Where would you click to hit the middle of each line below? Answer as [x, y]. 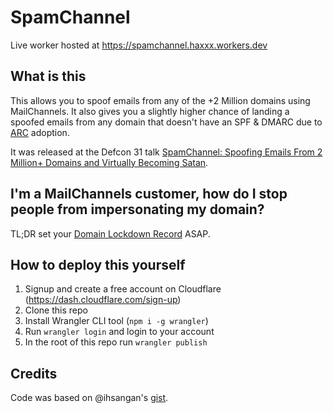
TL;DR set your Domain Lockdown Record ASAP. [110, 233]
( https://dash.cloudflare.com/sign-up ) [103, 300]
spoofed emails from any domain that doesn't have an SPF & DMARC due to [166, 122]
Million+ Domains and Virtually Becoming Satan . [109, 162]
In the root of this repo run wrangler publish [116, 342]
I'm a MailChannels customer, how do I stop [149, 194]
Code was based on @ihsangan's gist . [89, 398]
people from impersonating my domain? [137, 209]
